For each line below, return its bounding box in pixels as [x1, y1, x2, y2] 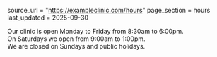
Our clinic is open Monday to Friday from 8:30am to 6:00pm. [7, 27, 184, 35]
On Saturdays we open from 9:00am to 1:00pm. [7, 34, 146, 43]
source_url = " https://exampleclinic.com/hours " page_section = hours [7, 6, 211, 14]
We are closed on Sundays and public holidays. [7, 42, 146, 50]
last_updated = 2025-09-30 [7, 13, 89, 22]
